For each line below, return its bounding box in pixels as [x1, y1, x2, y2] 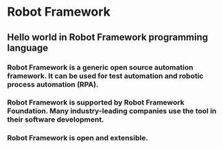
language [7, 42, 49, 53]
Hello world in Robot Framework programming [7, 31, 209, 43]
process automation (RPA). [7, 79, 99, 89]
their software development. [7, 115, 104, 124]
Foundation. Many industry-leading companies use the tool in [7, 107, 217, 116]
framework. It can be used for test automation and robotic [7, 71, 204, 81]
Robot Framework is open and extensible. [7, 133, 149, 143]
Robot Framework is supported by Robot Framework [7, 98, 185, 107]
